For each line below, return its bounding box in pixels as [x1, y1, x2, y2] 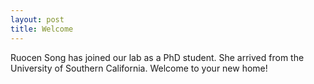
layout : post [10, 14, 65, 25]
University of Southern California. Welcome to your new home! [10, 62, 268, 74]
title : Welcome [10, 24, 74, 34]
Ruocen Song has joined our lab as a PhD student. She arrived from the [10, 51, 305, 63]
